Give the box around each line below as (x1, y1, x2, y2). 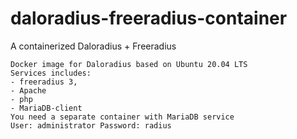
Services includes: (10, 68, 92, 78)
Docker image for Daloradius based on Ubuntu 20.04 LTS (10, 59, 248, 69)
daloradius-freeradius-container (10, 7, 288, 30)
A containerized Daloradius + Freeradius (10, 40, 177, 52)
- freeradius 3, (10, 77, 78, 87)
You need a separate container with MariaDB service (10, 112, 235, 122)
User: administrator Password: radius (10, 120, 172, 131)
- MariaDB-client (10, 103, 83, 113)
